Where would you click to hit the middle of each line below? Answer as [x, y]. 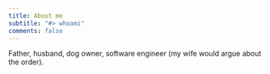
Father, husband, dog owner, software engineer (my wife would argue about [135, 54]
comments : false [36, 31]
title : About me [36, 16]
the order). [26, 62]
